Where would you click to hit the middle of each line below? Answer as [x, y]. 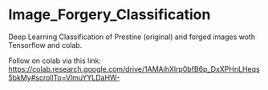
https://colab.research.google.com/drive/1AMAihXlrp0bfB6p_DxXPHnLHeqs [134, 68]
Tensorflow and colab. [45, 45]
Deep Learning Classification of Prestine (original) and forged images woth [132, 37]
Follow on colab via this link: [55, 61]
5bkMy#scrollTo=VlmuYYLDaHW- [64, 77]
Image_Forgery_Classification [110, 15]
